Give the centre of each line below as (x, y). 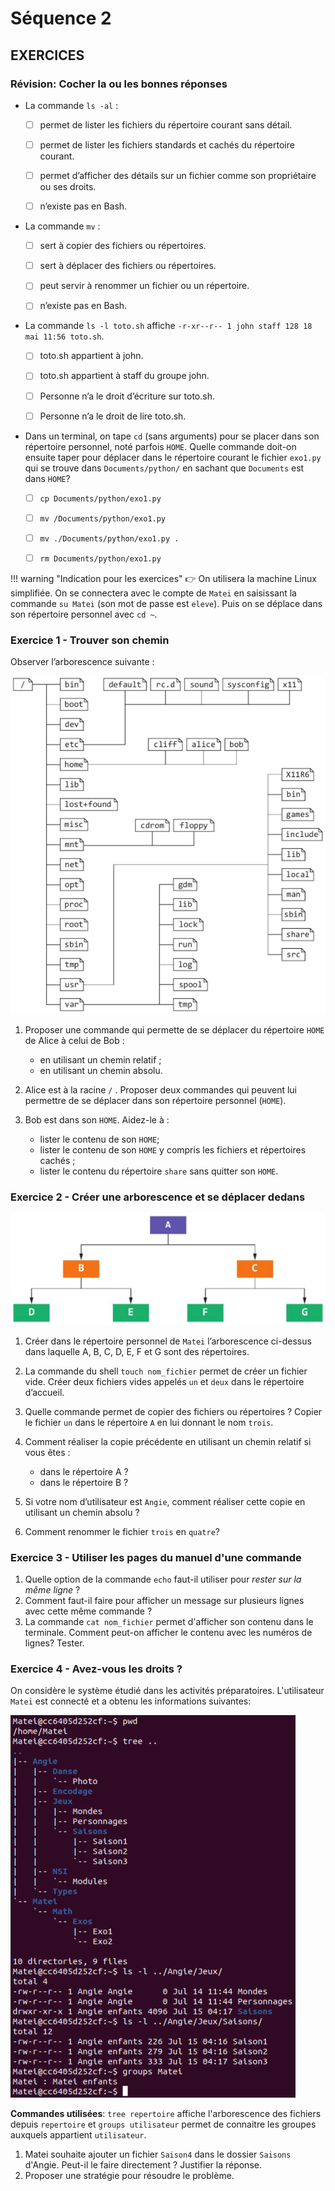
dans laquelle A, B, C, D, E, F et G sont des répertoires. (137, 1351)
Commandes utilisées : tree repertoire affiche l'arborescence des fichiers (166, 2114)
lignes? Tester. (54, 1643)
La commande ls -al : (71, 105)
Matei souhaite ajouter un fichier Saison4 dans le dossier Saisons (158, 2154)
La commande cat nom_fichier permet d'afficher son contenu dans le (169, 1622)
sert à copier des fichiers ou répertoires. (123, 246)
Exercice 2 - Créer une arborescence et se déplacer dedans (158, 1197)
